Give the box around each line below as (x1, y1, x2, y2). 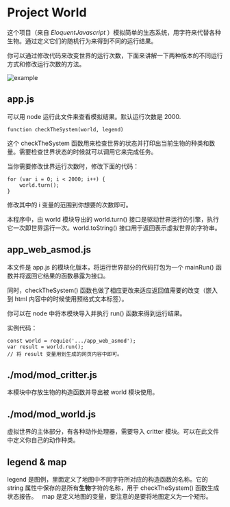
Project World (7, 5, 87, 21)
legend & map (7, 456, 67, 468)
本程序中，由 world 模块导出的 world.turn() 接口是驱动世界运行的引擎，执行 (7, 215, 219, 223)
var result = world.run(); (7, 343, 84, 350)
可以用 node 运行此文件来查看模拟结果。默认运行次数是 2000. (7, 112, 181, 120)
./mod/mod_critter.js (7, 369, 98, 380)
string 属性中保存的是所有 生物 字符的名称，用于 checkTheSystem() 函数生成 (7, 484, 220, 492)
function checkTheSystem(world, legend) (7, 126, 125, 133)
